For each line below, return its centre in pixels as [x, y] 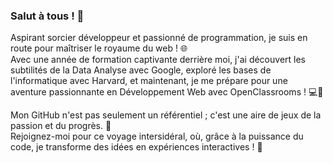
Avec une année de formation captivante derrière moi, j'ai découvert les [158, 60]
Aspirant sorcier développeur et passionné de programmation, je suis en [159, 38]
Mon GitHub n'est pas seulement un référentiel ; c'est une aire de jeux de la [166, 115]
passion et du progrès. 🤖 [61, 126]
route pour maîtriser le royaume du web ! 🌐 [99, 48]
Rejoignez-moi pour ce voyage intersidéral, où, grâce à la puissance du [157, 136]
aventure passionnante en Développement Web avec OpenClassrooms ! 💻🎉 [167, 92]
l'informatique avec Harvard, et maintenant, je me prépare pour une [149, 81]
